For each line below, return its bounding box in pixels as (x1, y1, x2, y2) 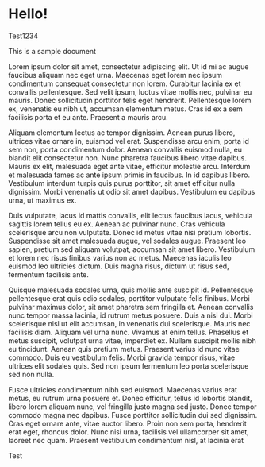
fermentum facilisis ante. (8, 269, 90, 279)
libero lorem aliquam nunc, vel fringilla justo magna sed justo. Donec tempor (8, 402, 257, 411)
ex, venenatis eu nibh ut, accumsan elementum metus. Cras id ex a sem (8, 104, 244, 114)
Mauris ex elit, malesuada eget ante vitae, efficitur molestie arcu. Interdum (8, 161, 251, 171)
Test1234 (8, 31, 38, 41)
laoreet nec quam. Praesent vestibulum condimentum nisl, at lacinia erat (8, 435, 244, 445)
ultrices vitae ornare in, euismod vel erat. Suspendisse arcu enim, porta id (8, 136, 250, 145)
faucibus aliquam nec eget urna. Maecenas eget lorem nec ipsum (8, 70, 223, 79)
